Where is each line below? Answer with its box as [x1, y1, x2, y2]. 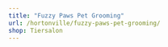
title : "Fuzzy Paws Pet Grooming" [8, 11, 125, 20]
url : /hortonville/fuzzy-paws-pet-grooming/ [8, 19, 161, 27]
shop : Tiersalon [8, 26, 63, 34]
